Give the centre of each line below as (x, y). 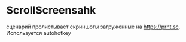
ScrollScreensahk (51, 10)
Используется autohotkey (39, 33)
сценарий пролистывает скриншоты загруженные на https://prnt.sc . (93, 27)
